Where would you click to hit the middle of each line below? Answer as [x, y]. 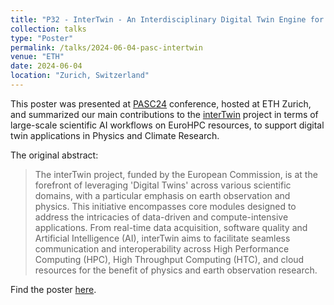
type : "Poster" [42, 38]
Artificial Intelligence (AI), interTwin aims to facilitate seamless [162, 238]
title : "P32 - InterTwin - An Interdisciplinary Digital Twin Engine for [167, 19]
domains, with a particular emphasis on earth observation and [162, 195]
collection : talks [48, 29]
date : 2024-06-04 [46, 66]
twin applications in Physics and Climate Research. [115, 135]
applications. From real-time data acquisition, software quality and [171, 227]
